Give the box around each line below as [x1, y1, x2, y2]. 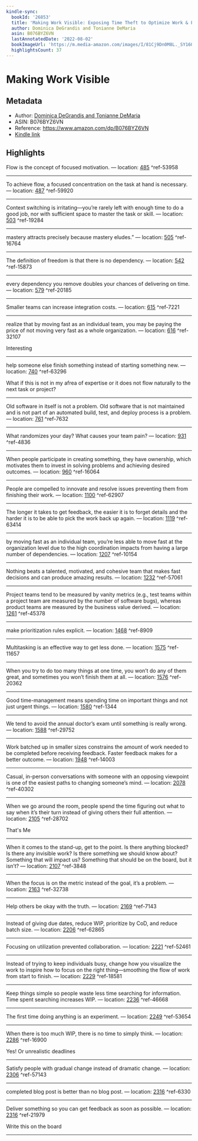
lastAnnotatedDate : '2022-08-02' [11, 36, 94, 42]
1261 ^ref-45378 [6, 610, 45, 617]
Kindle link [14, 131, 40, 138]
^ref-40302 [6, 785, 34, 792]
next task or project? [6, 385, 56, 392]
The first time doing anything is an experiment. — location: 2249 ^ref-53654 [6, 1013, 192, 1020]
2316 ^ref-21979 [6, 1111, 45, 1119]
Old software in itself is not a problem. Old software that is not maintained [6, 402, 185, 410]
